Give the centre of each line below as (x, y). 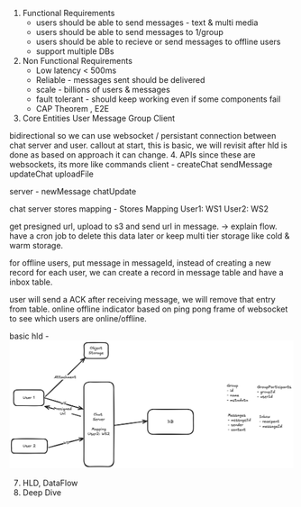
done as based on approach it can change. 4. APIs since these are (132, 155)
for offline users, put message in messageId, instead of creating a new (141, 263)
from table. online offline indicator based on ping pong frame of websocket (149, 309)
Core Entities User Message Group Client (99, 118)
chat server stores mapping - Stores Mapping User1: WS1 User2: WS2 (139, 209)
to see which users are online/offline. (78, 318)
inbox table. (31, 282)
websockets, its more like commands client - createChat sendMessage (141, 164)
